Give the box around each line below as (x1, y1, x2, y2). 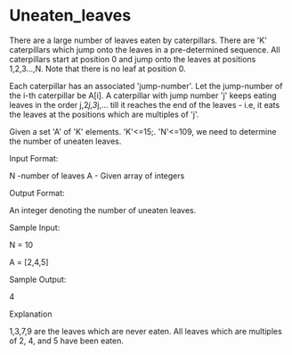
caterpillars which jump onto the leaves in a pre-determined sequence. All (9, 44, 280, 54)
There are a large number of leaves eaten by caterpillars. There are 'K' (9, 35, 267, 45)
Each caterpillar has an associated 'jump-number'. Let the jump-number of (9, 80, 283, 91)
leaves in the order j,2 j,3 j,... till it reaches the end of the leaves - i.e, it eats (9, 99, 280, 110)
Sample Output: (9, 274, 67, 285)
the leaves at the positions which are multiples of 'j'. (9, 109, 199, 120)
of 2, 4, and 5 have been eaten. (9, 335, 125, 346)
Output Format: (9, 187, 65, 198)
